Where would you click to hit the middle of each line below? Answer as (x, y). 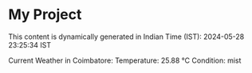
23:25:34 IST (30, 44)
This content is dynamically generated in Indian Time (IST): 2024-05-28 (126, 36)
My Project (45, 15)
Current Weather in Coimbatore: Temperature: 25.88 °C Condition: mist (125, 60)
